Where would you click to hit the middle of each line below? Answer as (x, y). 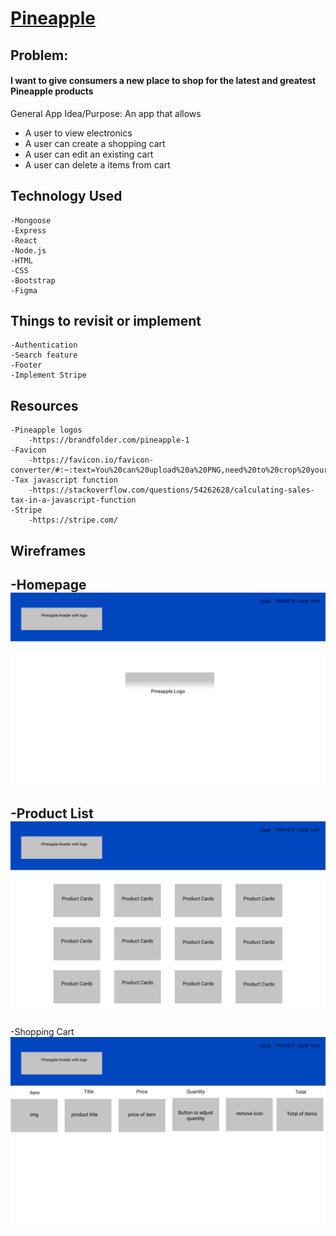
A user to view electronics (78, 133)
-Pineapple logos (46, 430)
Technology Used (66, 196)
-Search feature (44, 355)
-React (24, 240)
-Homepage (48, 585)
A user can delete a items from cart (97, 164)
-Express (28, 230)
